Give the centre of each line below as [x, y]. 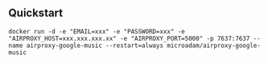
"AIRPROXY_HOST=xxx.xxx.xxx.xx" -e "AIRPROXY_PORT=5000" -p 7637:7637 [129, 38]
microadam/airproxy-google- [214, 45]
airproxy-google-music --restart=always [95, 45]
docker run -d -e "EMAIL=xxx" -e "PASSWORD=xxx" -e [97, 31]
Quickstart [36, 13]
